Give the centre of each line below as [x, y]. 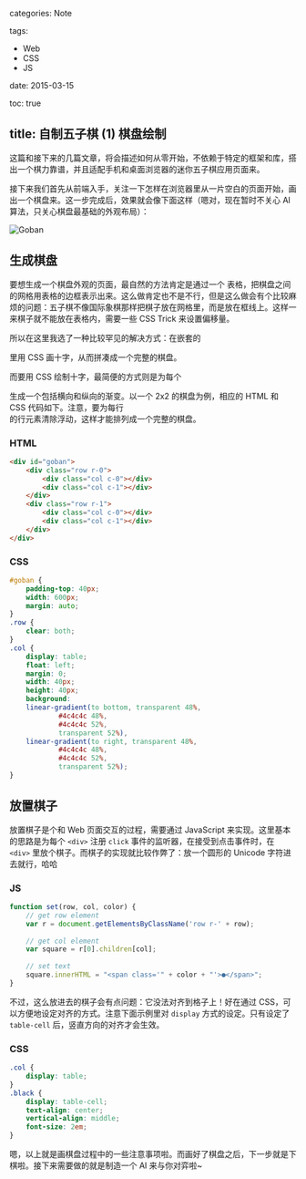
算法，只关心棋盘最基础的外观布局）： [79, 211]
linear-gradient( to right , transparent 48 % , [112, 741]
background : [48, 699]
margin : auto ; [52, 605]
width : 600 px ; [52, 597]
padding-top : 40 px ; [63, 589]
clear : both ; [51, 631]
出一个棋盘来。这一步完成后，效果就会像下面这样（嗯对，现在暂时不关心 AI [150, 200]
